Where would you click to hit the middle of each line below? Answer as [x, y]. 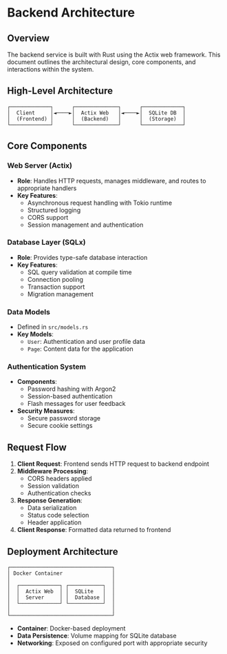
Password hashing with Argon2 [72, 389]
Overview [29, 38]
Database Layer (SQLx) [46, 243]
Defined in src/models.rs [53, 327]
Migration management [61, 294]
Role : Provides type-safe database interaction [82, 257]
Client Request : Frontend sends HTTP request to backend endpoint [113, 464]
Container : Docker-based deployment [71, 629]
